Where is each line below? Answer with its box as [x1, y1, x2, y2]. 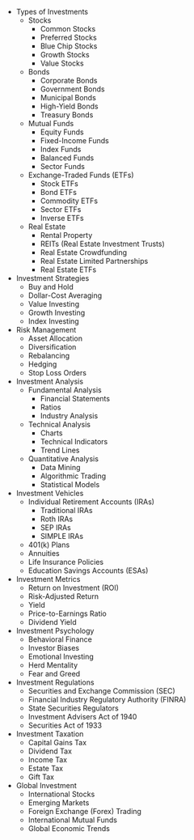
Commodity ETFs [40, 196, 99, 206]
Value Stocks [40, 58, 84, 68]
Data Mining [40, 463, 81, 472]
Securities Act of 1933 [27, 720, 103, 730]
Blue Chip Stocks [40, 41, 98, 51]
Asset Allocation [27, 333, 83, 343]
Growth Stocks [40, 50, 91, 59]
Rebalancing [27, 351, 70, 360]
